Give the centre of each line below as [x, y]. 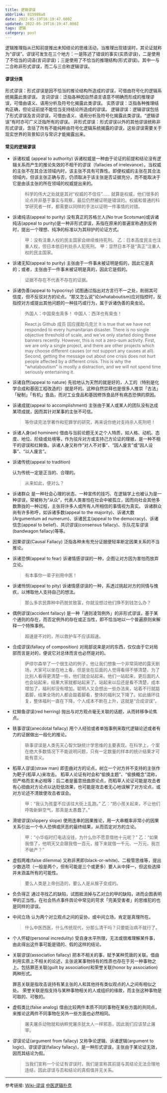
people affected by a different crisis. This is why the [78, 362]
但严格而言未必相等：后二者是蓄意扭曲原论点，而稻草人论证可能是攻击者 [86, 781]
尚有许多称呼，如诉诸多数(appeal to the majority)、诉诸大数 [73, 512]
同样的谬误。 [30, 906]
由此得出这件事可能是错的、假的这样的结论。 [58, 945]
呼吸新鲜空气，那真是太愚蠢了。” [57, 810]
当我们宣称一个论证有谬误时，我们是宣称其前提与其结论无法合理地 [92, 1064]
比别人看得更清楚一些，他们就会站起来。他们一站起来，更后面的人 [92, 676]
